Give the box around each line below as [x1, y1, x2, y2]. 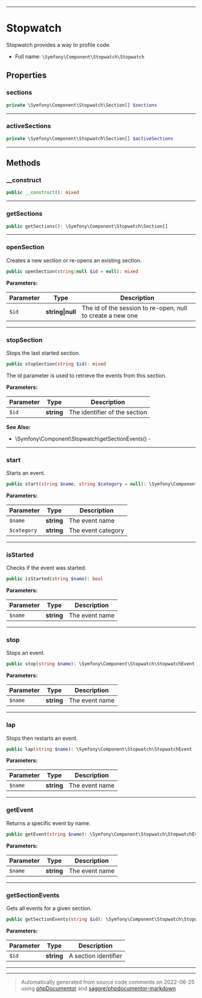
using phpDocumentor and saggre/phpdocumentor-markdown [20, 985, 176, 992]
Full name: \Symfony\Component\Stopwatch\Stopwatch [14, 52, 145, 60]
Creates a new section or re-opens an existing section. [6, 256, 142, 264]
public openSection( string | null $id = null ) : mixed [6, 268, 138, 274]
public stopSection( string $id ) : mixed [6, 361, 106, 367]
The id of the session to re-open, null [82, 303, 188, 312]
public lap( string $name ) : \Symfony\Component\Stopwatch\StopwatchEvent [6, 746, 192, 752]
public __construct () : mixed [6, 190, 79, 196]
